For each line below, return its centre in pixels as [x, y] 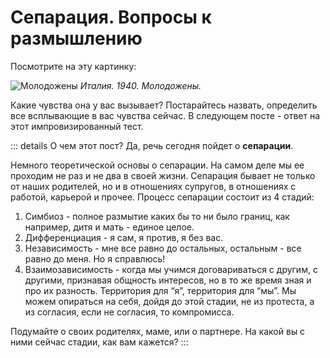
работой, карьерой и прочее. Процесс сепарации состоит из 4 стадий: [162, 197]
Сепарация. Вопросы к [111, 17]
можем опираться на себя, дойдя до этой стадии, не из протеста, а [169, 301]
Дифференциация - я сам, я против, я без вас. [124, 237]
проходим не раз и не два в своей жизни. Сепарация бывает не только [163, 175]
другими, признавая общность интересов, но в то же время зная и [168, 280]
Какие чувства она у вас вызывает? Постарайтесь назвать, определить [164, 105]
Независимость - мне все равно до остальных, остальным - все [163, 248]
